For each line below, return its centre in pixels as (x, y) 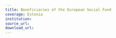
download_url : (20, 28)
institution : (19, 19)
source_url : (17, 23)
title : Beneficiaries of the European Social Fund (58, 10)
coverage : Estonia (24, 14)
